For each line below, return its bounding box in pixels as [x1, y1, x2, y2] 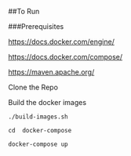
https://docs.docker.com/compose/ [8, 53, 123, 61]
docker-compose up [8, 140, 68, 148]
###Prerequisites [8, 22, 64, 31]
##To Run [8, 7, 40, 16]
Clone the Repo [8, 82, 59, 92]
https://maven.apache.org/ [8, 67, 95, 77]
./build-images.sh [8, 113, 68, 121]
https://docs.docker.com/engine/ [8, 37, 115, 46]
